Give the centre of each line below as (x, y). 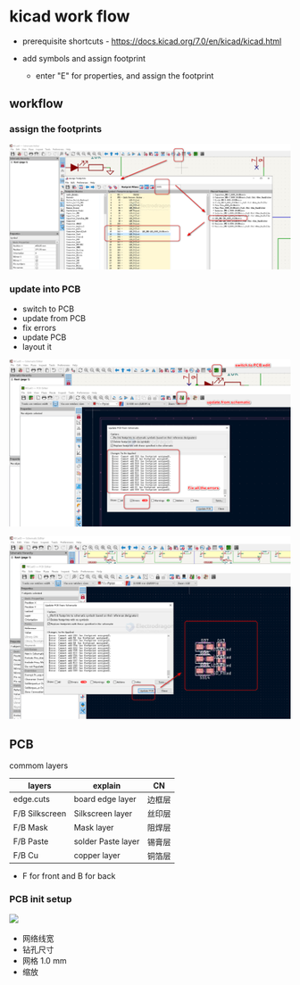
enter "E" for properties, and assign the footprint (125, 75)
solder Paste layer (107, 841)
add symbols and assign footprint (83, 58)
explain (107, 785)
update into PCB (45, 289)
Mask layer (94, 827)
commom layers (39, 766)
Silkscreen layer (103, 813)
